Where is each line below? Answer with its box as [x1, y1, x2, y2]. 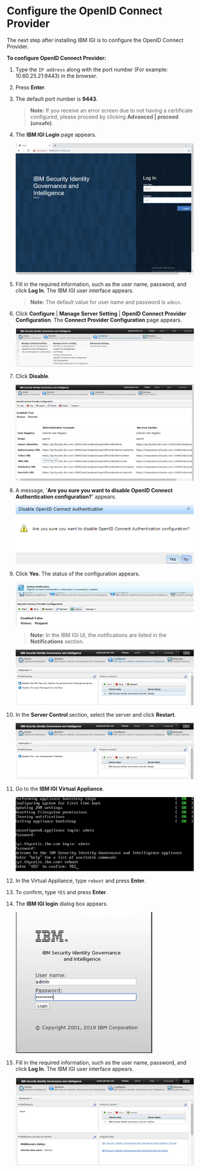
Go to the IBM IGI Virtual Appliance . [15, 785, 104, 792]
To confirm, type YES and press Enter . [15, 889, 108, 896]
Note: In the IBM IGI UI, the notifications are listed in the [30, 631, 167, 638]
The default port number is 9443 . [15, 95, 98, 102]
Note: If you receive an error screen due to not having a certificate [30, 107, 193, 114]
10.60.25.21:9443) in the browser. [15, 72, 97, 79]
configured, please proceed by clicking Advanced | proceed [30, 113, 179, 120]
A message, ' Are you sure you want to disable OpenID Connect [15, 486, 173, 494]
